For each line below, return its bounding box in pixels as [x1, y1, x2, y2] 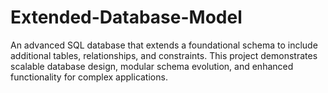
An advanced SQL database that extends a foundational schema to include [10, 39, 318, 51]
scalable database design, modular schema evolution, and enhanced [10, 60, 294, 72]
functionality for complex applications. [10, 71, 168, 83]
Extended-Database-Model [10, 6, 243, 29]
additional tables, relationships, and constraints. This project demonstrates [10, 49, 318, 61]
